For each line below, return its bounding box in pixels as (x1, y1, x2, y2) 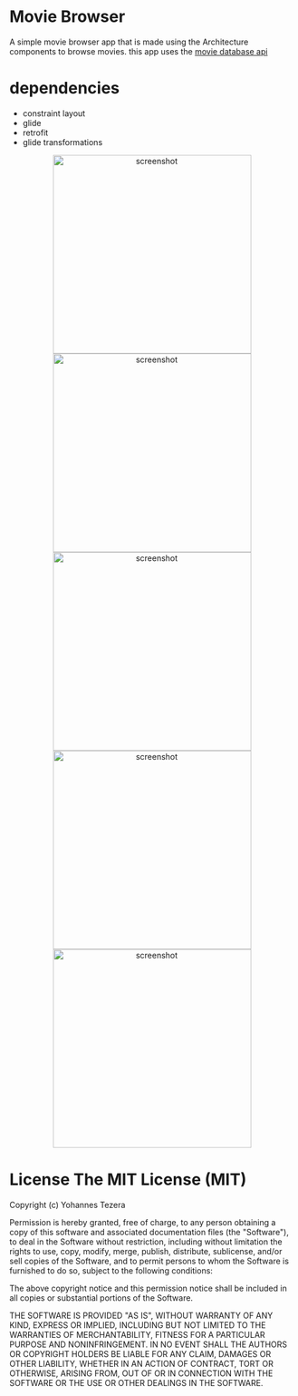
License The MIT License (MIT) (9, 1169, 247, 1190)
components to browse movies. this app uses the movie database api (9, 45, 268, 56)
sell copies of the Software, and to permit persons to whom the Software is (9, 1255, 290, 1266)
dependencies (9, 78, 120, 99)
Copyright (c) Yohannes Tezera (9, 1199, 126, 1210)
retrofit (22, 127, 49, 138)
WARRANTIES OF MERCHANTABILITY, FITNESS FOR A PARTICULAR (9, 1329, 265, 1340)
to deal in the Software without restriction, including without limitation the (9, 1236, 283, 1247)
